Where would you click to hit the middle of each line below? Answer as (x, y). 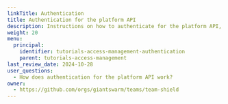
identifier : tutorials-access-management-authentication (102, 52)
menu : (15, 39)
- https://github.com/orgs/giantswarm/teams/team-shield (96, 90)
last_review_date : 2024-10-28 (50, 64)
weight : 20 (23, 32)
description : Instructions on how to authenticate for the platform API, (115, 26)
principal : (29, 45)
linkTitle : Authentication (46, 13)
